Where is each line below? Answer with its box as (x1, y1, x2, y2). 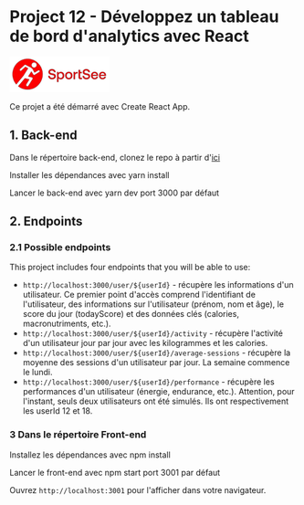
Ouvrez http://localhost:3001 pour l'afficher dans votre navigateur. (9, 484, 267, 495)
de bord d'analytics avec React (9, 26, 249, 47)
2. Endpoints (9, 214, 83, 229)
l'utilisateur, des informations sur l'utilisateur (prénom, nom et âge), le (22, 299, 285, 310)
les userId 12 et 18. (22, 405, 93, 416)
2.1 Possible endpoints (9, 241, 111, 254)
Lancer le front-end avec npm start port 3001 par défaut (9, 467, 221, 478)
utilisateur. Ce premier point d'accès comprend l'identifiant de (22, 289, 256, 300)
